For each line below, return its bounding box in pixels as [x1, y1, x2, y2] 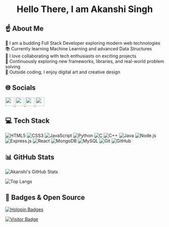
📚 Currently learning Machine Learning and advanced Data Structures [5, 46, 152, 51]
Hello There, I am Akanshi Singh [17, 4, 153, 15]
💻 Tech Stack [5, 117, 50, 125]
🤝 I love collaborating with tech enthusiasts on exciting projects [5, 53, 137, 59]
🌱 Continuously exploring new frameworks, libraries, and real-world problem [5, 58, 164, 64]
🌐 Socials [5, 84, 36, 92]
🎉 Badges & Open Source [5, 193, 85, 202]
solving [5, 64, 21, 69]
